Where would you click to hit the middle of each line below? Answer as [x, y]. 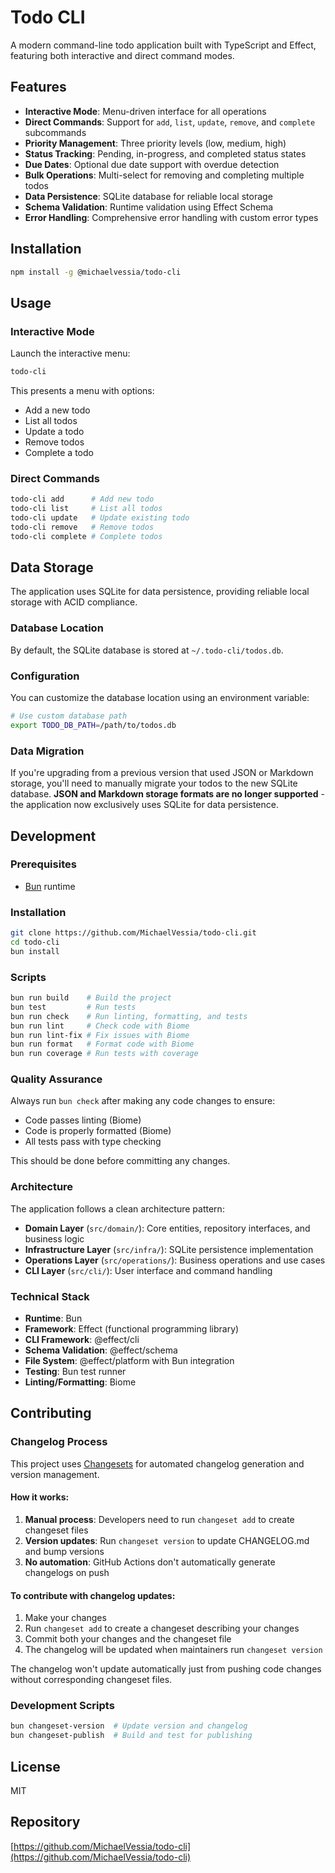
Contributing [51, 1413]
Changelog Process [59, 1442]
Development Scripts [62, 1706]
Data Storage [52, 567]
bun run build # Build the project [91, 998]
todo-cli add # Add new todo [82, 499]
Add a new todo [57, 410]
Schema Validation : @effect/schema [101, 1350]
